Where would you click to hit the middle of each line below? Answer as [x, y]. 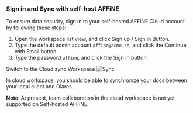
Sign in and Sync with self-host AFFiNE [63, 9]
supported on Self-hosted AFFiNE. [47, 104]
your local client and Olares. [40, 87]
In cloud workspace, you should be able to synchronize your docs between [96, 80]
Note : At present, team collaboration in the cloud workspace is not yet [91, 98]
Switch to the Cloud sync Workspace [51, 69]
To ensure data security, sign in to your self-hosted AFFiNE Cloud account [96, 22]
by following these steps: [36, 28]
